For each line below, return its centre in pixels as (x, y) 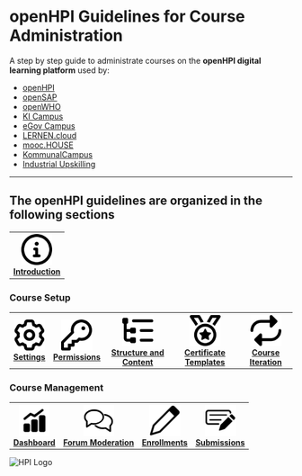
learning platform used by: (59, 70)
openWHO (41, 106)
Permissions (77, 357)
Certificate (205, 352)
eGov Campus (49, 126)
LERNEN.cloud (49, 135)
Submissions (220, 442)
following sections (62, 215)
